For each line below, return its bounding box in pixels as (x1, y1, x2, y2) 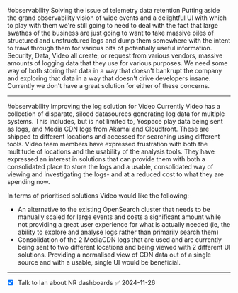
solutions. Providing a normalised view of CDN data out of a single (17, 250, 211, 259)
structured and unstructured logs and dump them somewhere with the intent (7, 36, 231, 45)
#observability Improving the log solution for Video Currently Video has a (7, 102, 221, 110)
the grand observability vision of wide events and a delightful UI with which (7, 14, 227, 22)
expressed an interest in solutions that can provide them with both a (7, 155, 205, 163)
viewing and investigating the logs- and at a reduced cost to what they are (7, 170, 225, 179)
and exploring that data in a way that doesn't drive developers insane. (7, 74, 211, 82)
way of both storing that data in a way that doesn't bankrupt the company (7, 67, 222, 75)
